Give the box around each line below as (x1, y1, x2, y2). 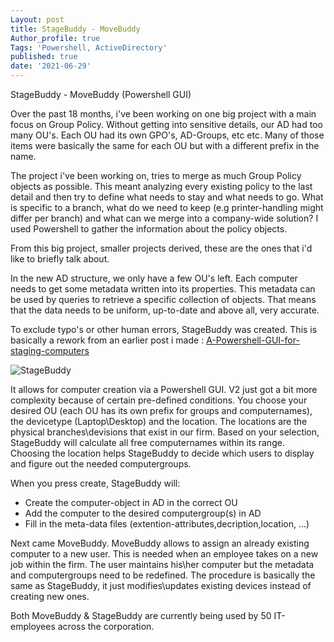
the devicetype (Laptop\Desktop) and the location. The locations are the (10, 416, 308, 427)
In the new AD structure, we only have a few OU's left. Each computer (10, 272, 298, 284)
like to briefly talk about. (10, 253, 110, 265)
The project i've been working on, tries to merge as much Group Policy (10, 170, 302, 181)
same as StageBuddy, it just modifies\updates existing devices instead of (10, 580, 312, 591)
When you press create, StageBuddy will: (10, 477, 181, 489)
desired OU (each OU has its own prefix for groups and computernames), (10, 405, 313, 416)
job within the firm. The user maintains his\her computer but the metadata (10, 559, 315, 570)
